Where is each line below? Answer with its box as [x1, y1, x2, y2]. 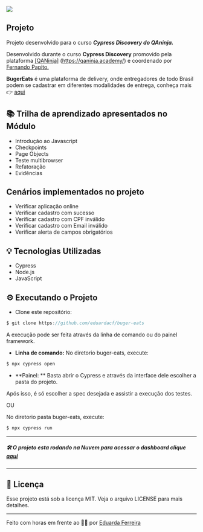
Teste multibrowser [14, 156, 63, 164]
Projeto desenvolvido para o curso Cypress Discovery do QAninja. [6, 39, 174, 46]
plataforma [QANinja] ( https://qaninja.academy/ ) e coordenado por [6, 57, 172, 64]
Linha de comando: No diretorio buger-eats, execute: [14, 349, 149, 356]
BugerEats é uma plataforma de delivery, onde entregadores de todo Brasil [6, 75, 194, 82]
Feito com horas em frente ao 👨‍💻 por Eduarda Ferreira [6, 519, 141, 527]
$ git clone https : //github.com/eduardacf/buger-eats [6, 320, 145, 326]
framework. [6, 337, 35, 344]
